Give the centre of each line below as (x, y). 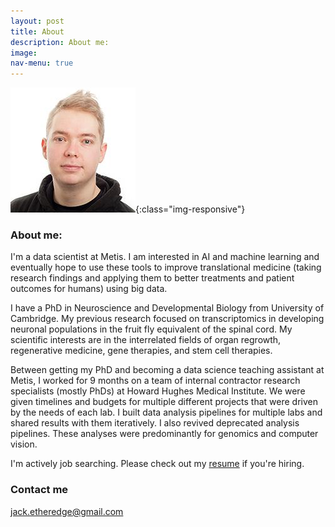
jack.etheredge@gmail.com (67, 511)
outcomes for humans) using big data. (89, 289)
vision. (24, 444)
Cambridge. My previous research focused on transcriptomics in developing (167, 319)
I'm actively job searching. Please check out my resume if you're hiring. (157, 464)
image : (24, 53)
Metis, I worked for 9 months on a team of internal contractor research (155, 381)
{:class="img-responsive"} (190, 209)
